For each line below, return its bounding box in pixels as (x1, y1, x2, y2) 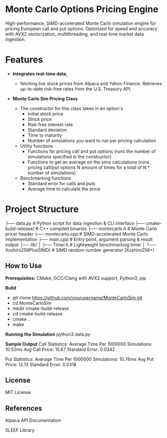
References (5, 404, 42, 412)
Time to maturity (27, 132, 62, 138)
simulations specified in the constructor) (27, 153, 112, 159)
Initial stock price (27, 111, 64, 117)
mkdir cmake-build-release (12, 305, 69, 311)
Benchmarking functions (20, 175, 72, 181)
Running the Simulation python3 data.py (5, 331, 91, 337)
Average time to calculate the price (27, 186, 100, 192)
